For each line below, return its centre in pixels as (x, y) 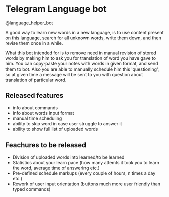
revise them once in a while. (34, 43)
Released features (34, 95)
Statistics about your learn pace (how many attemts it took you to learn (86, 162)
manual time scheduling (37, 118)
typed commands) (31, 189)
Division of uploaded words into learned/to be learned (68, 157)
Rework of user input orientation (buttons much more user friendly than (87, 184)
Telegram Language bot (56, 9)
